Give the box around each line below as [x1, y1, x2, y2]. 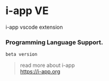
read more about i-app [19, 62, 75, 69]
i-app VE [5, 4, 49, 18]
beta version [5, 52, 38, 58]
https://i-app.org [19, 68, 61, 75]
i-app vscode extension [5, 23, 63, 31]
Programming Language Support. [5, 38, 104, 46]
